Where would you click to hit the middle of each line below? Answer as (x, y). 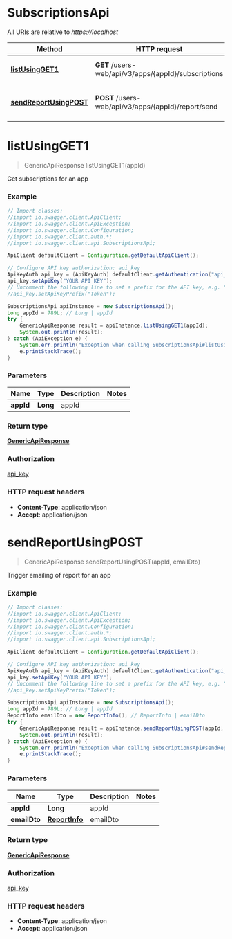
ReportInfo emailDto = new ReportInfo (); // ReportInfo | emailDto (106, 716)
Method (49, 48)
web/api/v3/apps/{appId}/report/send (156, 107)
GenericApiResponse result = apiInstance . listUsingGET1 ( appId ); (114, 326)
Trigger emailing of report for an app (59, 575)
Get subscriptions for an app (48, 179)
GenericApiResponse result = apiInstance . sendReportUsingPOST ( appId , (122, 728)
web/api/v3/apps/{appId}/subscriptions (159, 73)
